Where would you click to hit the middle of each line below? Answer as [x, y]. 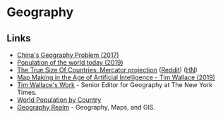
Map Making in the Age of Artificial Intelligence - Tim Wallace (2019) [116, 77]
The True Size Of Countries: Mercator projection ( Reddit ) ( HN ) [107, 70]
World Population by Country [59, 100]
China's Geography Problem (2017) [68, 55]
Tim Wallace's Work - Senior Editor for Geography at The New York [115, 85]
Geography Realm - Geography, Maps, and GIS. [86, 107]
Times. [27, 92]
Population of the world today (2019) [70, 63]
